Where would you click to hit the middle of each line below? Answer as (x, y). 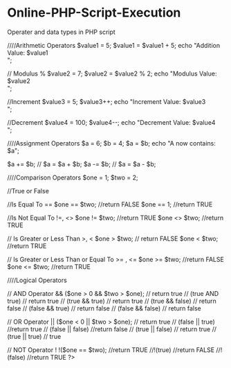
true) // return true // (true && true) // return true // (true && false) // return (112, 301)
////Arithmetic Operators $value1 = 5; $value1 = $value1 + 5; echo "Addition (113, 45)
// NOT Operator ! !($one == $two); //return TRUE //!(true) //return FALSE (111, 350)
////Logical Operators (37, 280)
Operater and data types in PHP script (61, 32)
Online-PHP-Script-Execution (94, 13)
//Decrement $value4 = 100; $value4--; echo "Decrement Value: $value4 (111, 122)
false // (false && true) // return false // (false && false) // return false (104, 308)
